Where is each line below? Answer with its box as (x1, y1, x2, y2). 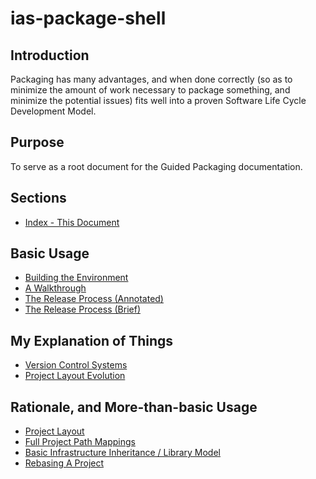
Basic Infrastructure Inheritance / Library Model (24, 447, 221, 459)
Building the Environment (24, 272, 129, 284)
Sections (10, 190, 67, 207)
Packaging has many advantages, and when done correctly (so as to (10, 73, 293, 85)
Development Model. (10, 105, 97, 117)
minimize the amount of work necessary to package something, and (10, 84, 291, 96)
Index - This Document (24, 216, 120, 228)
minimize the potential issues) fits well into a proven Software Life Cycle (10, 95, 307, 106)
